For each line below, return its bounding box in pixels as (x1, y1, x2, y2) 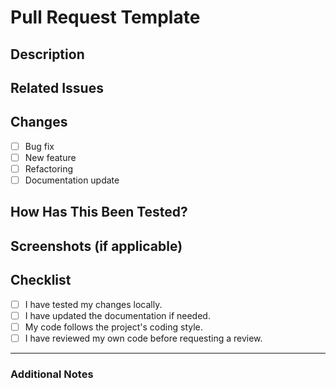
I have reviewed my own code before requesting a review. (24, 332, 263, 344)
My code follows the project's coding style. (24, 321, 203, 333)
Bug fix (24, 140, 55, 152)
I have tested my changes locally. (24, 298, 163, 310)
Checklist (10, 272, 72, 289)
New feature (24, 151, 77, 163)
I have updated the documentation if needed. (24, 309, 211, 321)
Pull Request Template (10, 6, 201, 29)
